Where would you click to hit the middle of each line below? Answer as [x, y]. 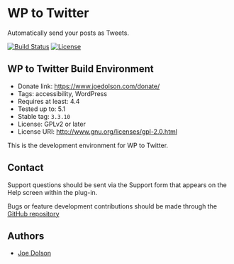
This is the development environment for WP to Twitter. [88, 145]
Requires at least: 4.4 [49, 101]
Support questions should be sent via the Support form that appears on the [117, 185]
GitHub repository [33, 213]
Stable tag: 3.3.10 [44, 116]
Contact [26, 168]
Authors [26, 236]
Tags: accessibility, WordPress [62, 93]
